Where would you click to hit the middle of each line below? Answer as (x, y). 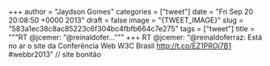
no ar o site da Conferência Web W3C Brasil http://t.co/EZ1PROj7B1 (120, 46)
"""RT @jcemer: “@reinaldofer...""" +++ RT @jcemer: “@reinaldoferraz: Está (135, 37)
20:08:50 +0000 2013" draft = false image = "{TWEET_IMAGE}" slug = (126, 20)
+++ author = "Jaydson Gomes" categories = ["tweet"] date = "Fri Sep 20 (131, 12)
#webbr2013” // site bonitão (55, 54)
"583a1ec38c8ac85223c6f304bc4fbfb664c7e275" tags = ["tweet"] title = (132, 29)
